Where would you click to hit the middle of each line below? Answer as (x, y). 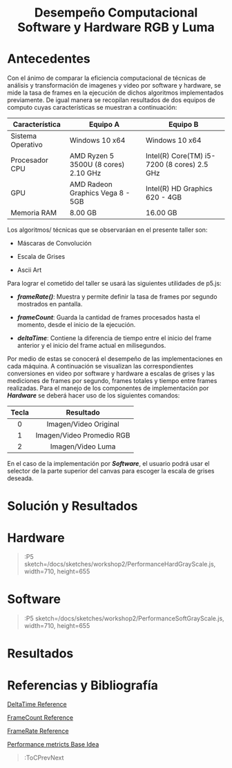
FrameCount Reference (40, 718)
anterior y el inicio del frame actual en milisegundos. (91, 346)
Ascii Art (29, 270)
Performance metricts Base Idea (53, 745)
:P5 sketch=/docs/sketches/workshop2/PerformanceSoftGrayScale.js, (124, 618)
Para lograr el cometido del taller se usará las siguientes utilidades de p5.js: (115, 284)
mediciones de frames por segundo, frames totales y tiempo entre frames (112, 381)
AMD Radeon (91, 184)
